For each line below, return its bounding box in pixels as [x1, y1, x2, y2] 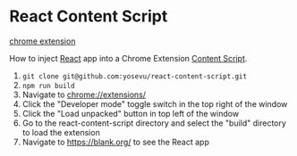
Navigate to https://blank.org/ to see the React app [21, 136, 210, 147]
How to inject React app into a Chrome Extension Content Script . [9, 53, 248, 63]
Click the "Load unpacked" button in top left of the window [21, 108, 240, 119]
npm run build [21, 81, 75, 90]
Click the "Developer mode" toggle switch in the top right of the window [21, 98, 288, 109]
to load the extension [21, 127, 100, 137]
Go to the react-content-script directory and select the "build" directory [21, 118, 286, 128]
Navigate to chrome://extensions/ [21, 89, 146, 100]
